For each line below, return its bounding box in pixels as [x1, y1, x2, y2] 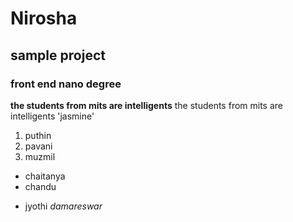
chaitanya [24, 170, 66, 182]
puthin [24, 129, 52, 141]
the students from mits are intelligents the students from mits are [10, 99, 284, 111]
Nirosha [10, 7, 78, 30]
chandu [24, 180, 57, 192]
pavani [24, 140, 53, 152]
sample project [10, 47, 106, 64]
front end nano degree [10, 77, 122, 91]
